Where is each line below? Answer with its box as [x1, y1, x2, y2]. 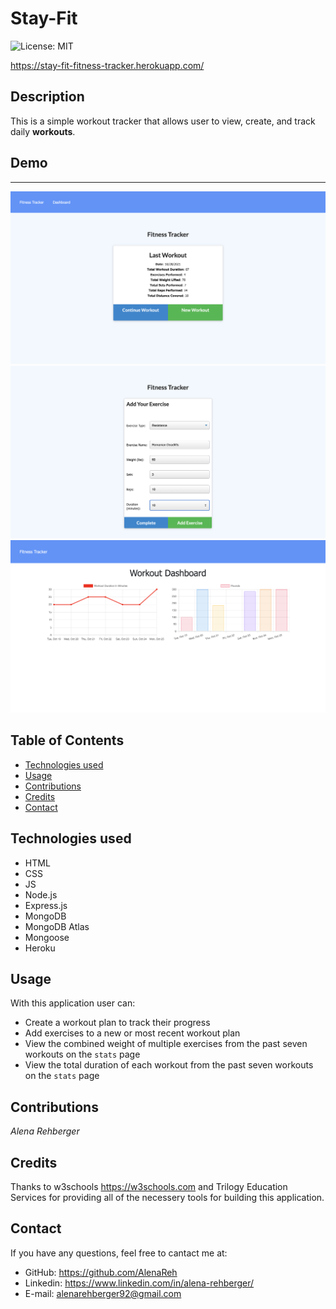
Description [10, 88, 85, 106]
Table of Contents [10, 732, 125, 749]
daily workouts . [10, 125, 76, 137]
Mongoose [24, 931, 70, 943]
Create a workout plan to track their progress [24, 1017, 211, 1029]
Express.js [24, 899, 68, 911]
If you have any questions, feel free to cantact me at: [10, 1247, 228, 1259]
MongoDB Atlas [24, 920, 90, 932]
